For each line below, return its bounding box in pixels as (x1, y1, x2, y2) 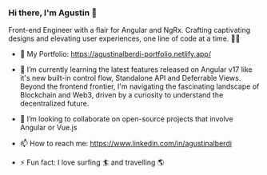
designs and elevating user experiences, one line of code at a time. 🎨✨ (8, 34, 241, 43)
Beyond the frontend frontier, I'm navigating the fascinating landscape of (19, 82, 260, 91)
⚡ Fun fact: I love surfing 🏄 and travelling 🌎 (19, 157, 165, 167)
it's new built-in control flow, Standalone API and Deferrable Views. (19, 74, 241, 83)
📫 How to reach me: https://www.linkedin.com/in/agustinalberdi (19, 139, 232, 149)
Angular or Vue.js (19, 123, 78, 133)
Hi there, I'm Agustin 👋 (8, 7, 98, 18)
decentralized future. (19, 99, 90, 109)
